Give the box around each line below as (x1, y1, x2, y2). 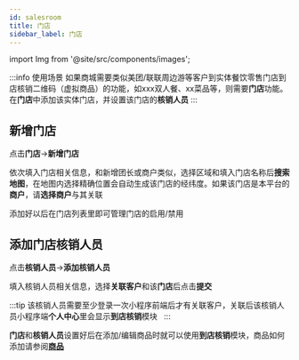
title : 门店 (9, 21, 51, 30)
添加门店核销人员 (9, 236, 103, 252)
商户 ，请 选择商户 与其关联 (9, 189, 103, 200)
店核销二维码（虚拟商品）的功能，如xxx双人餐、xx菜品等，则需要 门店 (9, 84, 265, 94)
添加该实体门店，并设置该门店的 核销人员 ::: (39, 94, 198, 105)
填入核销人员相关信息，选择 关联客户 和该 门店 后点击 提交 (9, 281, 212, 292)
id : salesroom (9, 12, 62, 22)
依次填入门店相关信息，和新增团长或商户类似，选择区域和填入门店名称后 (9, 167, 274, 178)
